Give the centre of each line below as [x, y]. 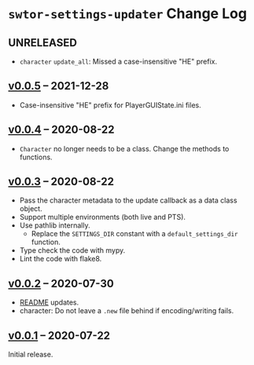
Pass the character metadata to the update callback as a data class [128, 200]
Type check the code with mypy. [72, 250]
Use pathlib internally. [55, 225]
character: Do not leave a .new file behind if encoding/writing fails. [127, 311]
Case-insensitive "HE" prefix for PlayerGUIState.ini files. [110, 105]
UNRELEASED [42, 43]
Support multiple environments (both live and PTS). [103, 217]
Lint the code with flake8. [61, 259]
